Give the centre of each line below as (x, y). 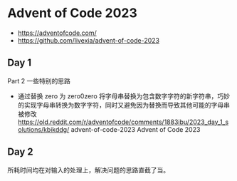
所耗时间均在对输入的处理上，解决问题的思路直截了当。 (88, 170)
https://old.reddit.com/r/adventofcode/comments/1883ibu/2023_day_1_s (123, 122)
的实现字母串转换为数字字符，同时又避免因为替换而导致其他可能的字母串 (123, 105)
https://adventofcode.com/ (57, 33)
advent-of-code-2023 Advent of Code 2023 (136, 129)
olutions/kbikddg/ (43, 129)
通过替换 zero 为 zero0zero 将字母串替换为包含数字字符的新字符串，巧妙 (123, 96)
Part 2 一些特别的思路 (39, 81)
